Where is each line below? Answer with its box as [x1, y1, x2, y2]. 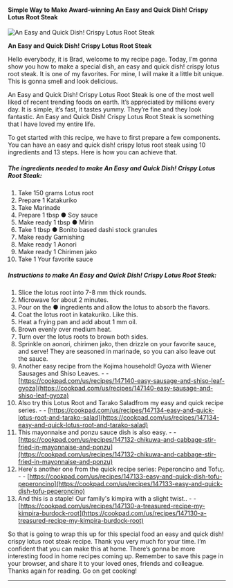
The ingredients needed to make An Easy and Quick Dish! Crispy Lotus [8, 163, 216, 172]
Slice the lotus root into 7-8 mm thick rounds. [17, 288, 147, 297]
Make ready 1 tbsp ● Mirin [17, 218, 94, 226]
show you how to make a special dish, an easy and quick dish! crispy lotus [8, 62, 220, 71]
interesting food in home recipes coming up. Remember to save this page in [8, 552, 224, 560]
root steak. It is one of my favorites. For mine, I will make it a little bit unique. [8, 70, 224, 78]
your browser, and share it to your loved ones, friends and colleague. [8, 560, 205, 568]
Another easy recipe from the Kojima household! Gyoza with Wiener [17, 362, 212, 371]
